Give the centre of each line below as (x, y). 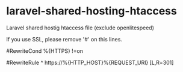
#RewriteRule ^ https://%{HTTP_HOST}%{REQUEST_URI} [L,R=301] (90, 62)
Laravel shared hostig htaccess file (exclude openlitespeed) (80, 28)
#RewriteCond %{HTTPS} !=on (45, 51)
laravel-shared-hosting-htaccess (92, 11)
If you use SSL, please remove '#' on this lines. (64, 39)
